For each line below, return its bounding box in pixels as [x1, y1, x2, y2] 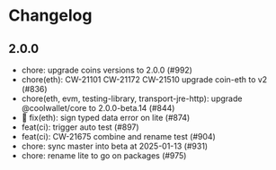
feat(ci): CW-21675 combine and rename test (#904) [21, 132, 217, 141]
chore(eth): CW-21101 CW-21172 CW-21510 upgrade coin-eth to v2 [21, 74, 268, 85]
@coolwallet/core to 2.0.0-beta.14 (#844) [21, 103, 175, 113]
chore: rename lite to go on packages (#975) [21, 150, 187, 161]
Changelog [8, 5, 93, 26]
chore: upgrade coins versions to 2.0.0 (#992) [21, 64, 192, 75]
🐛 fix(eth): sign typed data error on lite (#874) [21, 113, 191, 123]
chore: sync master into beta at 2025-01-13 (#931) [21, 140, 209, 151]
